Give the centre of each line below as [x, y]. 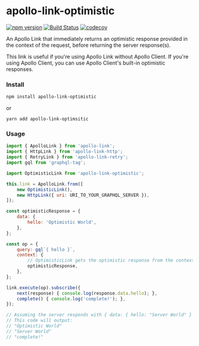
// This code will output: [39, 321]
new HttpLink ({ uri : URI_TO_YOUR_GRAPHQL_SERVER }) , [83, 195]
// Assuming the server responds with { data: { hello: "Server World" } [99, 315]
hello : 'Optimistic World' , [62, 222]
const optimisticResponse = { [44, 212]
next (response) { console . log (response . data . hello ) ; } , [87, 293]
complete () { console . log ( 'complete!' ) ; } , [71, 299]
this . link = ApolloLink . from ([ [45, 184]
